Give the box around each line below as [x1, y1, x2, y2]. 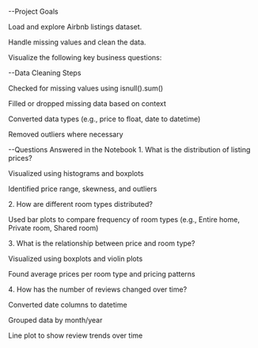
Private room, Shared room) [8, 224, 99, 232]
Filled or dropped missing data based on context [8, 99, 166, 108]
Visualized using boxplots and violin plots [8, 254, 143, 263]
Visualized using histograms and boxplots [8, 169, 144, 178]
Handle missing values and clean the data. [8, 37, 146, 47]
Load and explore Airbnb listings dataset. [8, 22, 142, 31]
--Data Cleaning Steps [8, 68, 82, 78]
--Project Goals [8, 7, 59, 16]
